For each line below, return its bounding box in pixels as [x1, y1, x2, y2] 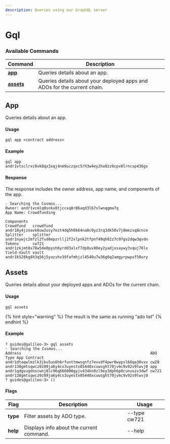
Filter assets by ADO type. [24, 413, 86, 420]
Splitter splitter [5, 232, 51, 237]
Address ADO [5, 351, 157, 356]
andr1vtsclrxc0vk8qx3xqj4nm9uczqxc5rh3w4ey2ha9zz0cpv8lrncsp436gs [5, 164, 148, 169]
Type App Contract [5, 355, 44, 360]
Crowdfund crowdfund [5, 223, 53, 229]
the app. [5, 191, 23, 197]
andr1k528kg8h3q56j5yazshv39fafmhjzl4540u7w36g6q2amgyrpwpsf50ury [5, 255, 148, 260]
